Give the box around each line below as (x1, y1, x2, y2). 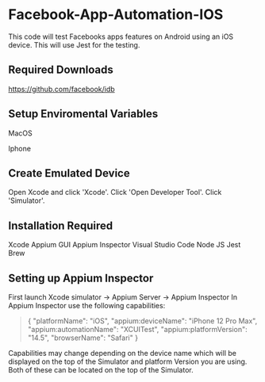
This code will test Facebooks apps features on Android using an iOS (8, 32, 234, 41)
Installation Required (8, 219, 113, 232)
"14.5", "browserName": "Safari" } (27, 333, 139, 342)
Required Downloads (8, 63, 113, 77)
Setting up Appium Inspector (8, 271, 154, 285)
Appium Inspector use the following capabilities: (8, 301, 166, 310)
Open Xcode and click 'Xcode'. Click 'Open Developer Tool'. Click (8, 188, 222, 197)
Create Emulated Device (8, 166, 130, 180)
